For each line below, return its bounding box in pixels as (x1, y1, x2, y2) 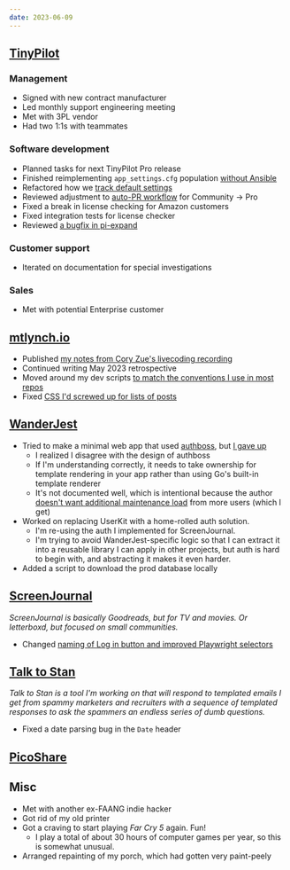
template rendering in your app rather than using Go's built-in (34, 468, 259, 479)
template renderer (34, 478, 102, 489)
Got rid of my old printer (21, 812, 111, 823)
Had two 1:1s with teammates (21, 121, 128, 131)
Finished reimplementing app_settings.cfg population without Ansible (21, 172, 277, 183)
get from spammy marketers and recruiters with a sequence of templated (9, 697, 279, 708)
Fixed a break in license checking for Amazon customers (21, 200, 230, 211)
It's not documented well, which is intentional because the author (34, 487, 273, 498)
